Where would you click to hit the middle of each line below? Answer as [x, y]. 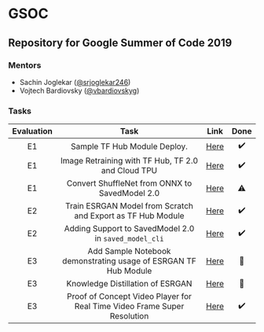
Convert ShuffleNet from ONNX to [129, 183]
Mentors [25, 65]
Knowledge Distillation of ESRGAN [129, 284]
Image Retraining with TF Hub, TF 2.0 [129, 160]
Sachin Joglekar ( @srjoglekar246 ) [75, 82]
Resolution [129, 316]
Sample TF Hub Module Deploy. [129, 146]
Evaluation [32, 131]
